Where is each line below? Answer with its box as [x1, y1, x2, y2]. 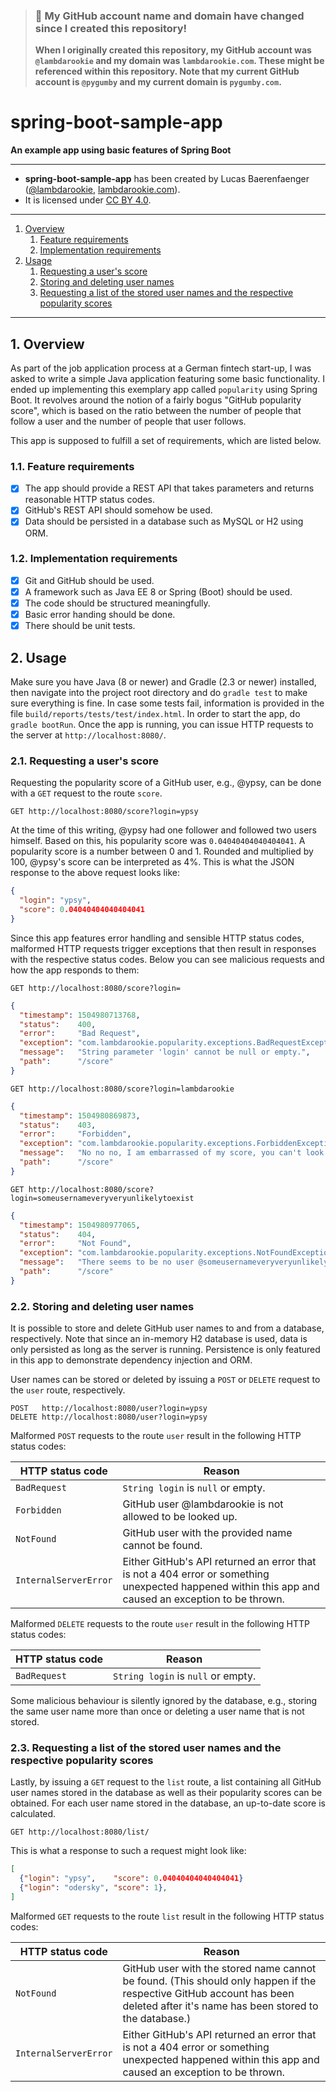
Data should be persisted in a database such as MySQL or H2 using [24, 515, 304, 528]
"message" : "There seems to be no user [19, 1257, 195, 1268]
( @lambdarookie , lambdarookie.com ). [24, 184, 181, 196]
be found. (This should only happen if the [122, 1974, 317, 1988]
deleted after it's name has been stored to [122, 1999, 319, 2013]
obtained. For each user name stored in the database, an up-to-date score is [10, 1797, 326, 1809]
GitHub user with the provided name [122, 1526, 293, 1540]
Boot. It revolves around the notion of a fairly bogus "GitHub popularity [10, 394, 302, 406]
